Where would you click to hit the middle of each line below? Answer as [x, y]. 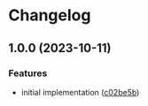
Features [28, 73]
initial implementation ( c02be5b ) [80, 92]
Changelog [50, 15]
